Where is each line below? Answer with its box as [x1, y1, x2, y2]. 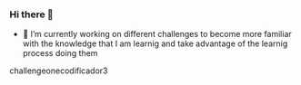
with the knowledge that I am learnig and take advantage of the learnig [22, 38, 288, 49]
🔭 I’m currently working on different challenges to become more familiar [22, 29, 293, 40]
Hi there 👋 [9, 8, 55, 21]
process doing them [22, 48, 98, 59]
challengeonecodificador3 [9, 65, 108, 76]
